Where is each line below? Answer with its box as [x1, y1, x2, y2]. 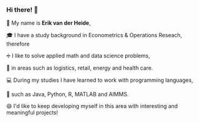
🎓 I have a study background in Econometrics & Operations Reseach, [6, 32, 183, 39]
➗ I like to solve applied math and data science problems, [6, 52, 151, 60]
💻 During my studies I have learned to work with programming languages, [6, 76, 194, 84]
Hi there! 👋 [6, 5, 38, 14]
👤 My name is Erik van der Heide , [6, 20, 91, 27]
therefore [6, 40, 30, 48]
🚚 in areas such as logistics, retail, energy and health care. [6, 64, 153, 72]
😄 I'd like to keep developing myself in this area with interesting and [6, 102, 178, 110]
